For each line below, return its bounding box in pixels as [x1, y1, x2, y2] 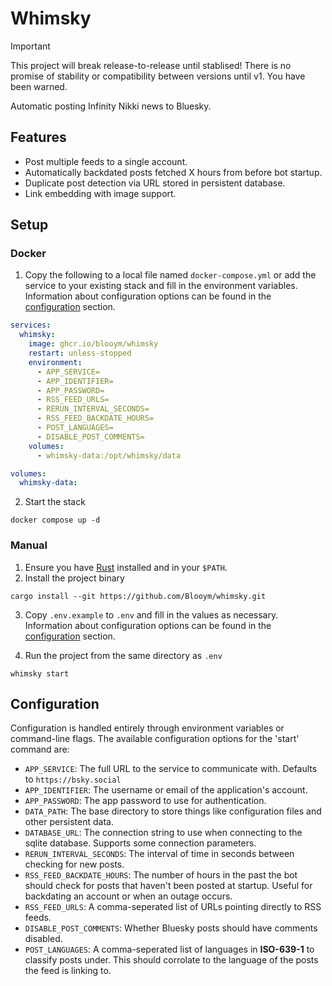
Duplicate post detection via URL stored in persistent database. [24, 177, 286, 189]
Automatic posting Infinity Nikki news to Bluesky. [10, 100, 212, 112]
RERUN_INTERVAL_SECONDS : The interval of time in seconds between [24, 848, 295, 860]
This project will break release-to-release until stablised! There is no [10, 59, 292, 71]
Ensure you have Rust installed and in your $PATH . [24, 561, 228, 573]
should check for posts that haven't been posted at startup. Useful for [24, 880, 313, 892]
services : [10, 320, 52, 331]
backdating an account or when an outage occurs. [24, 890, 233, 902]
